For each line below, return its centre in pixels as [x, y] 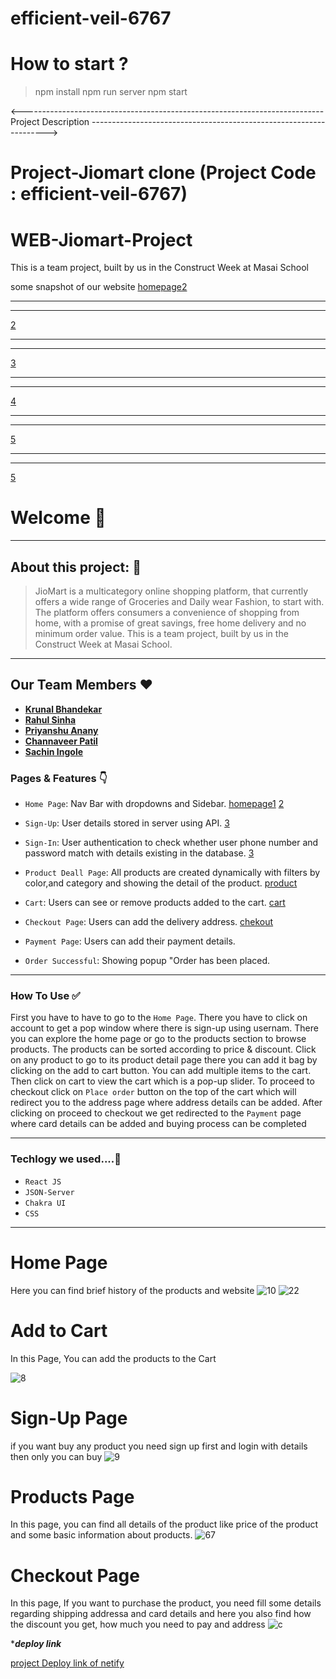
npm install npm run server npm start [111, 92]
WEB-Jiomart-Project [101, 239]
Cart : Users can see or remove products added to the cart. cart [155, 903]
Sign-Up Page [69, 1418]
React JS [43, 1182]
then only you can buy [56, 1456]
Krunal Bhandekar [63, 709]
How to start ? [69, 64]
